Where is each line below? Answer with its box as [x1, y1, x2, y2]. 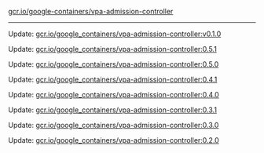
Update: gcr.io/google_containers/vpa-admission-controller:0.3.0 [8, 121, 219, 129]
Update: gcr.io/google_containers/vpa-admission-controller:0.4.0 [8, 90, 220, 99]
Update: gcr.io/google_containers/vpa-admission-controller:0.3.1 [8, 105, 218, 115]
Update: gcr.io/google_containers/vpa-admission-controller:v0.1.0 [8, 29, 222, 38]
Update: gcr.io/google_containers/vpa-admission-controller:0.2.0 [8, 136, 220, 144]
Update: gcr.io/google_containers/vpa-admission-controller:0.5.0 [8, 60, 219, 69]
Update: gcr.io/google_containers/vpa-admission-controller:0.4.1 [8, 75, 218, 84]
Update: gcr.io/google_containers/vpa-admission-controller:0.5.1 [8, 45, 218, 53]
